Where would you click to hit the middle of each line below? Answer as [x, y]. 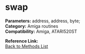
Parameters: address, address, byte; [43, 21]
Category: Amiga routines [32, 26]
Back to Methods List [27, 46]
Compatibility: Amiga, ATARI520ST [41, 31]
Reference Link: [22, 41]
